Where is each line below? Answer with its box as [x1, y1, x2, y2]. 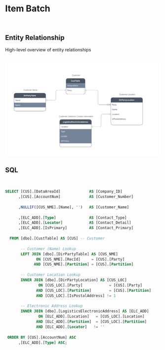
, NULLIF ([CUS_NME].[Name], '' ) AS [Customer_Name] [18, 204, 129, 210]
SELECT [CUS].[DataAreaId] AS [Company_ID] [5, 189, 123, 194]
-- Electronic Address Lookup [20, 304, 83, 309]
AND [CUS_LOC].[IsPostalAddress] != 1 [36, 293, 116, 298]
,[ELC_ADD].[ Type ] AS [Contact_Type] [18, 215, 127, 220]
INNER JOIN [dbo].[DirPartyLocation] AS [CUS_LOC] [20, 277, 127, 283]
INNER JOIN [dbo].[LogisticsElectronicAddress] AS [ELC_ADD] [20, 309, 149, 314]
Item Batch [5, 3, 50, 14]
